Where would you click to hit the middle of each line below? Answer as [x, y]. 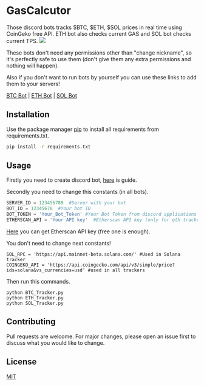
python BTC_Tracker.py [35, 292]
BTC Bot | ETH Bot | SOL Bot [42, 95]
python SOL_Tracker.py [35, 303]
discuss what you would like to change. [56, 342]
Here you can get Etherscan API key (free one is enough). [78, 231]
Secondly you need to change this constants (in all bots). [77, 192]
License [22, 362]
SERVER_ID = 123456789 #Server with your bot [66, 203]
